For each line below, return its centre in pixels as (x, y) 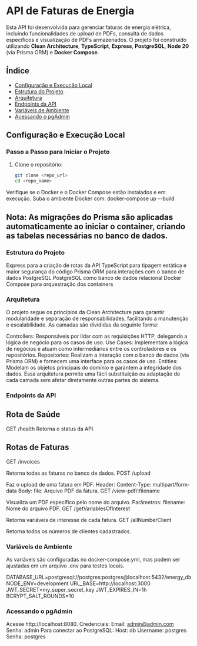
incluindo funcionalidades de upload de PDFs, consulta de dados (85, 33)
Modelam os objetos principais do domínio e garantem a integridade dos (94, 368)
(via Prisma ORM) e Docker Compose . (53, 52)
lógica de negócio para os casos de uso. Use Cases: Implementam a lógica (97, 342)
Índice (18, 71)
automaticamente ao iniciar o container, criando (96, 226)
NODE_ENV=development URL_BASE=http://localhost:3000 (79, 583)
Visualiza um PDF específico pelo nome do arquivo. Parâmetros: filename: (96, 502)
